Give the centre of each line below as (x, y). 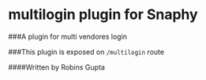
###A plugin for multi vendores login (68, 36)
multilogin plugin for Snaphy (103, 15)
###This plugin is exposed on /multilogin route (86, 51)
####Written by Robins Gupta (56, 67)
